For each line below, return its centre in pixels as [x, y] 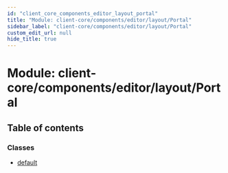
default [27, 162]
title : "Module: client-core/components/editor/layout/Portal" [100, 20]
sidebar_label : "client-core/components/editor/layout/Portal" [100, 26]
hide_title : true [32, 39]
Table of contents [45, 128]
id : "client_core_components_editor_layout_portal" [82, 13]
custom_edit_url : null [39, 33]
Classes [21, 147]
